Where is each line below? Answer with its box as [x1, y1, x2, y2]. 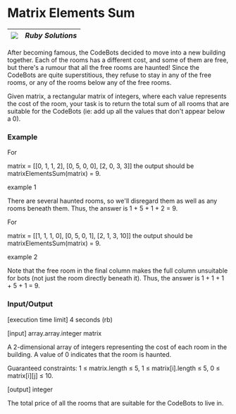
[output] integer [7, 385, 53, 394]
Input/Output [7, 299, 53, 309]
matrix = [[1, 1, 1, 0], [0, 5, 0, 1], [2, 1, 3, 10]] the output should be [7, 232, 193, 240]
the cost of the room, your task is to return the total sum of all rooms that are [7, 99, 230, 107]
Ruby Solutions [25, 30, 77, 40]
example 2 [7, 253, 38, 261]
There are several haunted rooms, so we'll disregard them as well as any [7, 196, 218, 206]
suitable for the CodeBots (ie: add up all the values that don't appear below [7, 107, 225, 115]
